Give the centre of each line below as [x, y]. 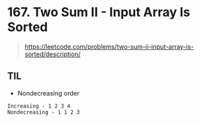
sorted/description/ [52, 54]
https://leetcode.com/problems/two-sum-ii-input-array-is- [109, 46]
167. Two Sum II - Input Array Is [99, 12]
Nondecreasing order [48, 93]
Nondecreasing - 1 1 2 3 [44, 112]
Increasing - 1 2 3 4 [39, 106]
